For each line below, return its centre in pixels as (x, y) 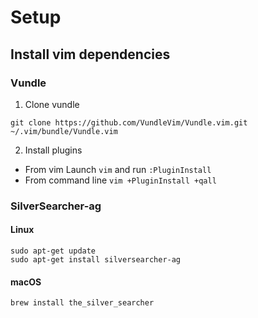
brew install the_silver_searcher (82, 303)
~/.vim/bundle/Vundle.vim (64, 131)
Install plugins (53, 150)
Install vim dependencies (90, 54)
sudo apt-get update (53, 251)
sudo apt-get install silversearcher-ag (96, 260)
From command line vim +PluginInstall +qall (120, 180)
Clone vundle (52, 104)
